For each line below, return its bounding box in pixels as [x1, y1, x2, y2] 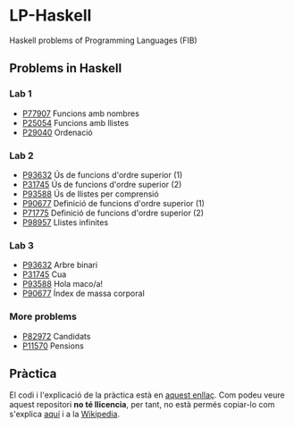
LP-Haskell [9, 5, 92, 26]
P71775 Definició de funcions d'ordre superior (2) [21, 207, 204, 218]
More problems [9, 310, 78, 323]
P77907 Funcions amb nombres [21, 108, 140, 119]
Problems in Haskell [9, 61, 122, 76]
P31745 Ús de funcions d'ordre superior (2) [21, 179, 182, 189]
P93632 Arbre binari [21, 260, 98, 271]
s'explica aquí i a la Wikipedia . [9, 408, 121, 420]
